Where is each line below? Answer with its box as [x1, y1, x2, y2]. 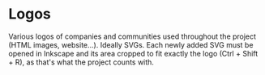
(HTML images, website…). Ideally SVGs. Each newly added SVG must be [8, 40, 254, 49]
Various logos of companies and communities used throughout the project [8, 31, 257, 41]
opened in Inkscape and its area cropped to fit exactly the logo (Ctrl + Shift [8, 48, 259, 58]
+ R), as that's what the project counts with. [8, 57, 154, 67]
